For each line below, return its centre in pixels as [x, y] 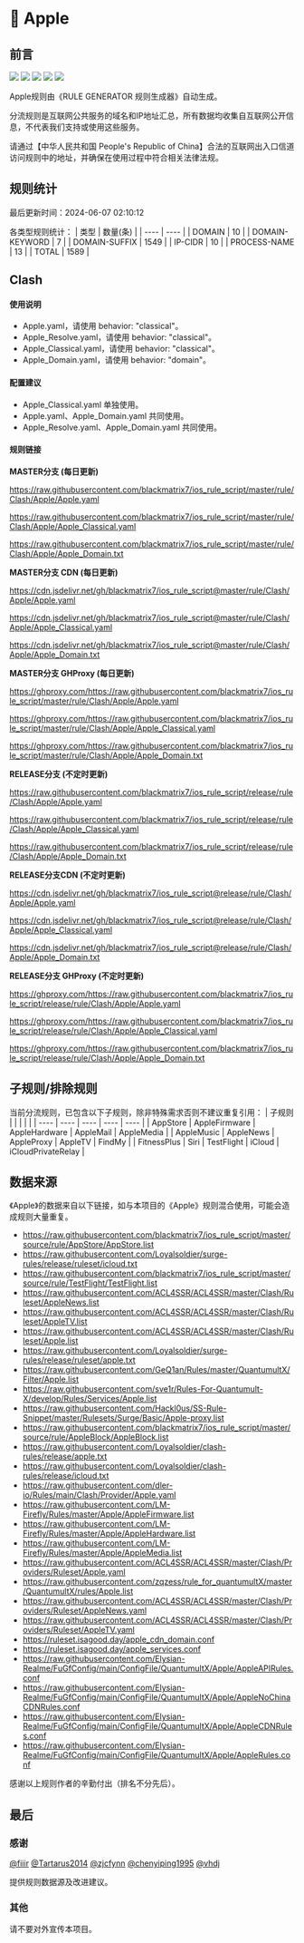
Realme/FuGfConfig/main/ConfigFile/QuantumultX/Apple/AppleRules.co [157, 1755]
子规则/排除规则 [53, 1088]
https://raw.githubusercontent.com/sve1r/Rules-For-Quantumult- [143, 1389]
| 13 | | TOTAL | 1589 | [49, 251]
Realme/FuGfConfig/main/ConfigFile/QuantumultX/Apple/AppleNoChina [157, 1697]
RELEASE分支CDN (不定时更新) [68, 875]
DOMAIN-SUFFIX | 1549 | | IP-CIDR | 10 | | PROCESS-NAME [184, 242]
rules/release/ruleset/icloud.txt [80, 1264]
